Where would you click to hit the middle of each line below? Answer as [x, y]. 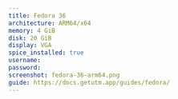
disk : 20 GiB [30, 38]
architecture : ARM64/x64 [50, 23]
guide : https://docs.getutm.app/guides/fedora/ [89, 82]
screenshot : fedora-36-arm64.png [64, 75]
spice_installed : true [46, 53]
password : [25, 68]
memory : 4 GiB [32, 30]
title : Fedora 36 [37, 16]
